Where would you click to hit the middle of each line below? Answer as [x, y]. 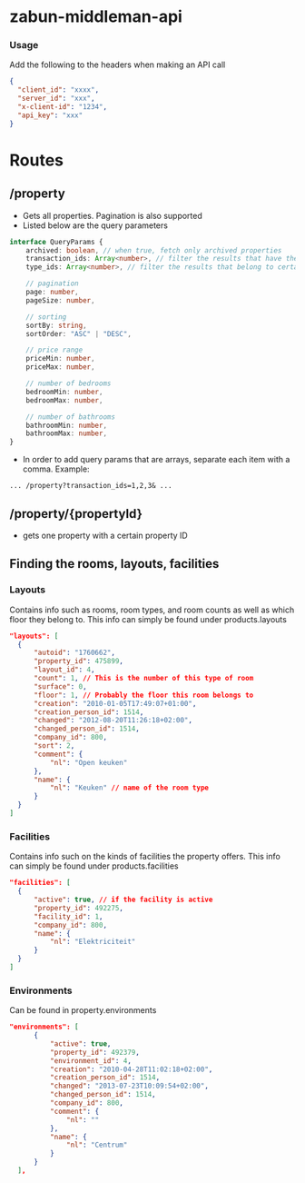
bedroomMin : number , [64, 392]
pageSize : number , [60, 300]
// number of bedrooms [69, 383]
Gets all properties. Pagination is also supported [112, 215]
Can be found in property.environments [83, 1010]
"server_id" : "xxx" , [56, 99]
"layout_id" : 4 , [64, 670]
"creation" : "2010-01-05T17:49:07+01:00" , [115, 703]
